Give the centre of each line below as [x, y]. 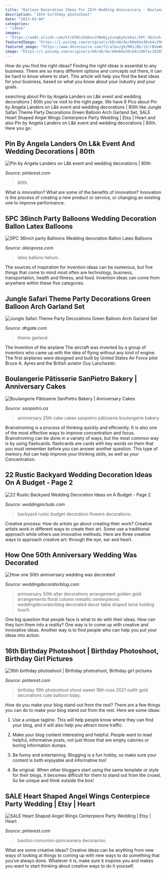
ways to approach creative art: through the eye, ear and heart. [69, 539]
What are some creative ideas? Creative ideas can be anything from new [80, 850]
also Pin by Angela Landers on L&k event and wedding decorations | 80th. [81, 123]
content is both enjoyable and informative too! [59, 760]
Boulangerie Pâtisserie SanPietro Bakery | [71, 379]
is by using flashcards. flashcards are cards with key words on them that [80, 443]
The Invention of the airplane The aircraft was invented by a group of [76, 347]
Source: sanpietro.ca [27, 408]
